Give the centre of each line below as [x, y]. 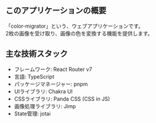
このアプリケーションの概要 [56, 11]
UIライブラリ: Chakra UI [43, 91]
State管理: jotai [32, 114]
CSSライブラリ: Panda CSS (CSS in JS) [62, 99]
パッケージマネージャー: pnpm [51, 84]
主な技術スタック [37, 54]
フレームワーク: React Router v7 [53, 69]
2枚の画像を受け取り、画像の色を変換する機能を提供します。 [79, 33]
